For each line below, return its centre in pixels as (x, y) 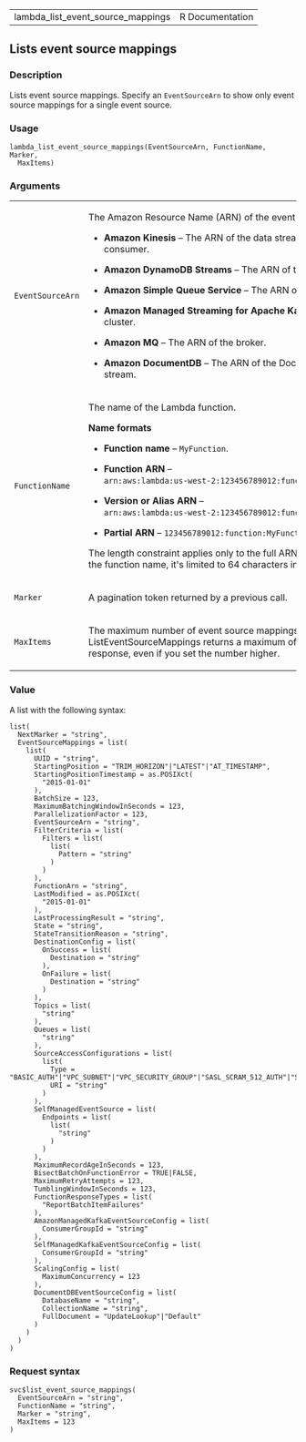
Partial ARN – (133, 533)
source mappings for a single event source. (91, 105)
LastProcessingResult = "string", (99, 918)
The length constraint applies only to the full (182, 553)
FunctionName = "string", (67, 1406)
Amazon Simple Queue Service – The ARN (196, 291)
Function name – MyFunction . (166, 448)
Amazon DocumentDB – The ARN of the (190, 363)
